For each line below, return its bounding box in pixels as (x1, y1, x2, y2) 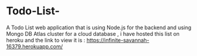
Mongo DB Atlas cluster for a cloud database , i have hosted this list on (6, 30, 180, 37)
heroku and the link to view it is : (6, 36, 86, 43)
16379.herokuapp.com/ (6, 43, 63, 50)
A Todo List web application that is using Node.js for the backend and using (6, 24, 192, 31)
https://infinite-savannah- (86, 36, 150, 43)
